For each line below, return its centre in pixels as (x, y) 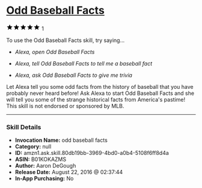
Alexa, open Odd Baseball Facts (55, 52)
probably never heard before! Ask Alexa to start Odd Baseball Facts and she (100, 93)
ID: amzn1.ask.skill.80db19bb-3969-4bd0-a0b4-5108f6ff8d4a (92, 153)
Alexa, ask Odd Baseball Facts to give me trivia (73, 75)
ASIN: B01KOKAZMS (41, 159)
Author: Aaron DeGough (45, 166)
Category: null (33, 147)
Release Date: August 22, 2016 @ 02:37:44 (69, 172)
